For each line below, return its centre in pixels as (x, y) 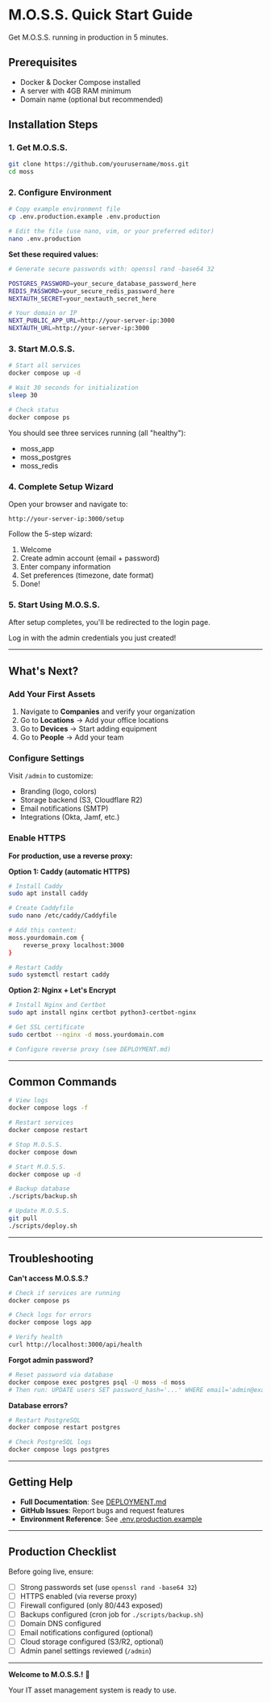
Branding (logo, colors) (58, 791)
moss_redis (39, 465)
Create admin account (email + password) (90, 558)
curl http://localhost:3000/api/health (75, 1345)
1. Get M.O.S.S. (38, 148)
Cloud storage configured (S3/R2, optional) (92, 1642)
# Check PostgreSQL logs (50, 1442)
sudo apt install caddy (48, 894)
